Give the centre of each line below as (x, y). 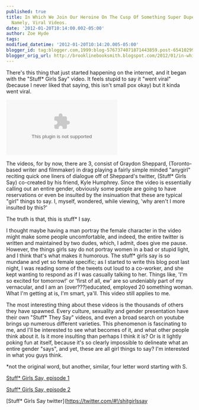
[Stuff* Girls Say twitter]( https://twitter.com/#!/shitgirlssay (77, 401)
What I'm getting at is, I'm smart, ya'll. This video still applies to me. (88, 293)
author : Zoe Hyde (28, 34)
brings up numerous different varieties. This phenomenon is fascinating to (97, 324)
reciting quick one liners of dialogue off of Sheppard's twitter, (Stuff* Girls (96, 176)
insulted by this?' (27, 207)
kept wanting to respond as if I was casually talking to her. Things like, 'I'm (97, 274)
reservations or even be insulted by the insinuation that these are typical (94, 195)
